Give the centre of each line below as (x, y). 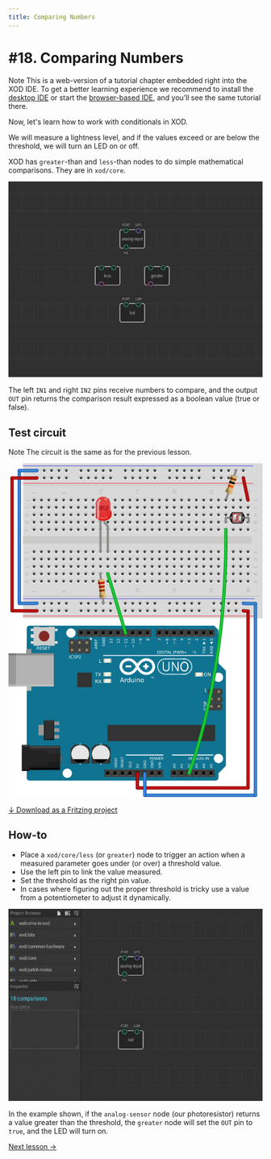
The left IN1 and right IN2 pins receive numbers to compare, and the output (133, 390)
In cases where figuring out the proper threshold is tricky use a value (135, 889)
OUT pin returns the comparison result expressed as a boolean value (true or (134, 398)
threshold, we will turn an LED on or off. (74, 146)
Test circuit (38, 433)
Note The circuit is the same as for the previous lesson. (100, 452)
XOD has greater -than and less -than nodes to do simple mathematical (126, 161)
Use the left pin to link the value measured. (91, 872)
